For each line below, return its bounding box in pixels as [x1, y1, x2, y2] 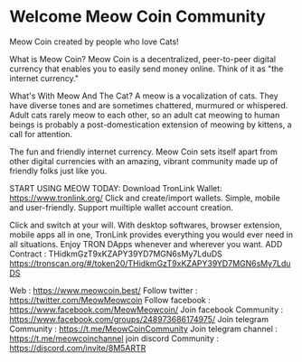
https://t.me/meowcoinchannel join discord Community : [9, 332, 220, 344]
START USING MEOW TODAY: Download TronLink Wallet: [9, 182, 223, 193]
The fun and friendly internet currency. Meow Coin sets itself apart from [9, 146, 278, 157]
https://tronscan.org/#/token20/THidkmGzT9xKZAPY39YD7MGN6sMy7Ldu [9, 257, 291, 268]
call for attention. [9, 128, 73, 139]
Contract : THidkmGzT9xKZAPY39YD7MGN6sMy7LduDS [9, 248, 223, 259]
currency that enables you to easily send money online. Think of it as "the [9, 63, 284, 74]
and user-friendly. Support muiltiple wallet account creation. [9, 201, 233, 213]
